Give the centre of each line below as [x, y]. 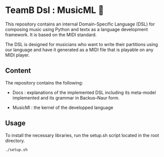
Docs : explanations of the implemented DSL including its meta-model [84, 92]
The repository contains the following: [44, 82]
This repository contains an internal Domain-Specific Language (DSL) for [80, 24]
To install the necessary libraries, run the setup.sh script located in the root [82, 135]
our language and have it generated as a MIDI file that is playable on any [79, 49]
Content [18, 71]
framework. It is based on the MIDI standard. [51, 34]
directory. [15, 140]
